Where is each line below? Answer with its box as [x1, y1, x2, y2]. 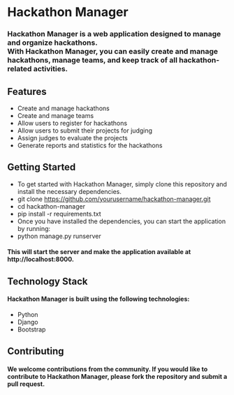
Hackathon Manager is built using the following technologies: [7, 295, 190, 304]
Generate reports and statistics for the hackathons [17, 141, 163, 149]
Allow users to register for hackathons [17, 119, 128, 127]
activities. [33, 64, 68, 74]
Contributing [7, 345, 64, 357]
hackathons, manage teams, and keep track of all [7, 55, 178, 65]
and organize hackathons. [7, 38, 98, 47]
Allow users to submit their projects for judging [17, 126, 152, 135]
